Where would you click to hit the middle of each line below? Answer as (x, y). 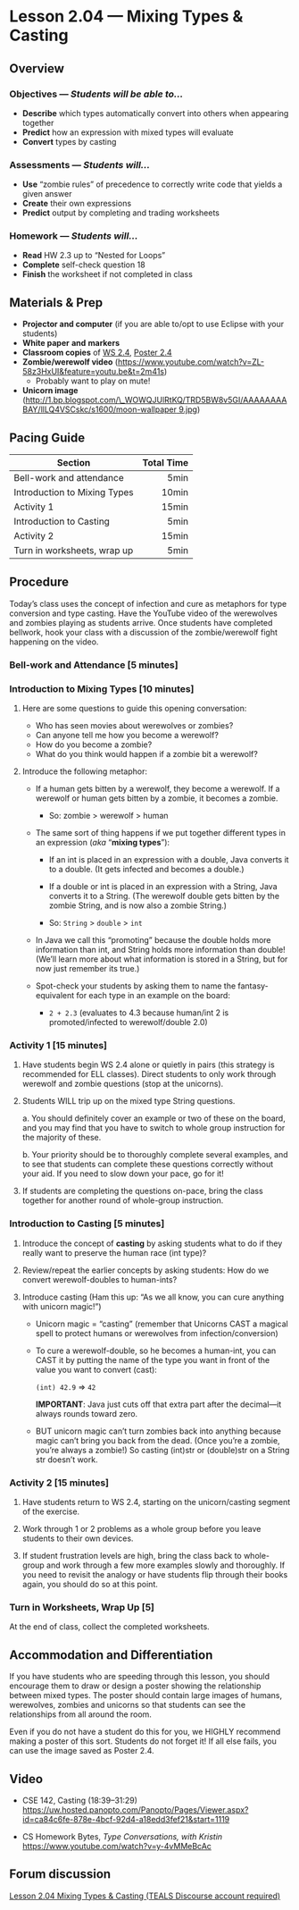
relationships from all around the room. (80, 1714)
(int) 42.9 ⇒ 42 (66, 1386)
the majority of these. (62, 1138)
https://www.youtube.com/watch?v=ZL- (191, 362)
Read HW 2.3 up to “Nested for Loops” (94, 256)
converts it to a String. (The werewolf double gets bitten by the (164, 896)
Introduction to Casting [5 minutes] (87, 1224)
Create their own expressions (77, 204)
